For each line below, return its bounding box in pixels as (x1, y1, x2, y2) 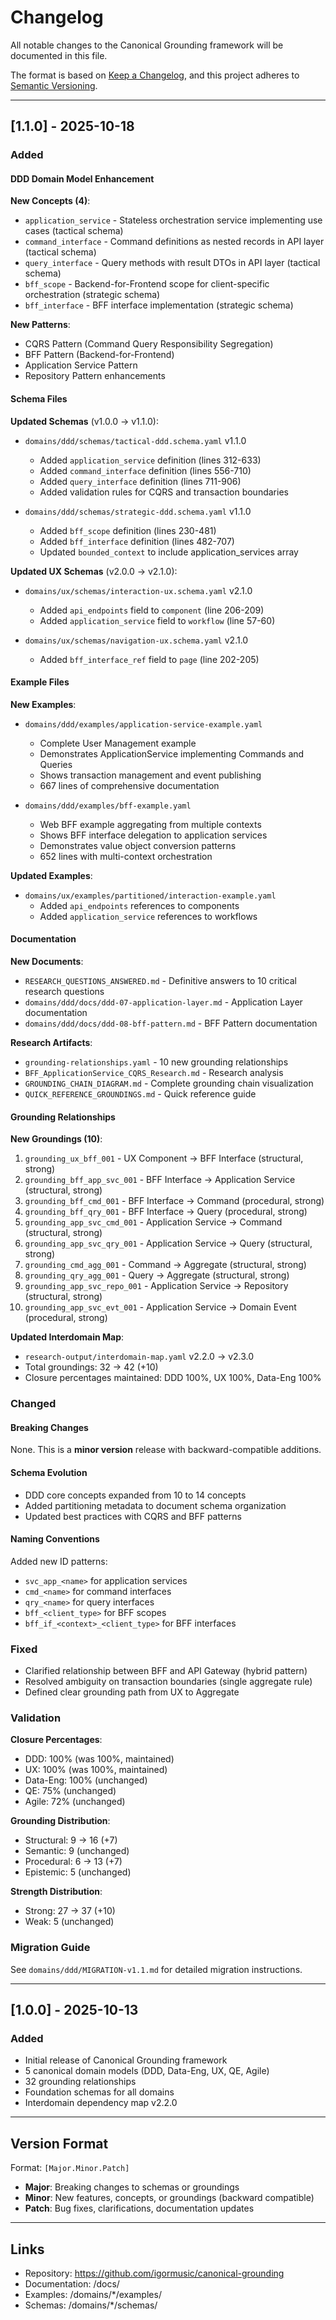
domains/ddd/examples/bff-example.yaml (24, 801, 192, 811)
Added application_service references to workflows (39, 910, 258, 922)
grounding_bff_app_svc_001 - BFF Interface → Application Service (24, 1174, 296, 1186)
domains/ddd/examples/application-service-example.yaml (24, 719, 263, 730)
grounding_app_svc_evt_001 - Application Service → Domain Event (24, 1301, 297, 1313)
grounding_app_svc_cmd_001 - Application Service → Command (24, 1216, 283, 1228)
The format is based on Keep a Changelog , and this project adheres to (10, 69, 300, 81)
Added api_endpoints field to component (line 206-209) (39, 604, 265, 616)
